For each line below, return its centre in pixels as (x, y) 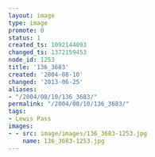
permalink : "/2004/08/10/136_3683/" (69, 104)
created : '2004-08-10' (46, 75)
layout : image (32, 15)
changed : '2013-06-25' (46, 82)
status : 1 (25, 38)
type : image (28, 23)
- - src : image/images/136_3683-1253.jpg (78, 133)
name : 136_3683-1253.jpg (64, 141)
